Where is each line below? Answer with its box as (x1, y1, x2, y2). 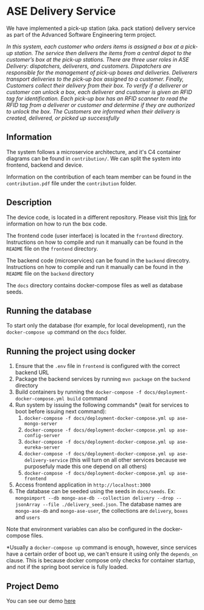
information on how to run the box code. (6, 220, 108, 227)
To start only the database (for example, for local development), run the (6, 322, 186, 329)
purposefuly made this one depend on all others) (24, 463, 147, 470)
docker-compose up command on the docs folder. (6, 328, 127, 336)
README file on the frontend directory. (6, 244, 99, 252)
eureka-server (24, 444, 60, 450)
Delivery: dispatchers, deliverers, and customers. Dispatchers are (6, 62, 172, 70)
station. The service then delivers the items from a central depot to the (14, 49, 192, 56)
